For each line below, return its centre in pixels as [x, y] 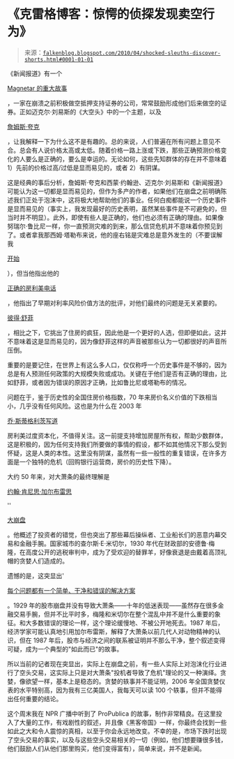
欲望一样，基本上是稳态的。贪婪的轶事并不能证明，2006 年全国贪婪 [122, 681]
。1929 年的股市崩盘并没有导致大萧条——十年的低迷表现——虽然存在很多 [112, 605]
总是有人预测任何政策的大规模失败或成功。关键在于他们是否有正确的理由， [114, 374]
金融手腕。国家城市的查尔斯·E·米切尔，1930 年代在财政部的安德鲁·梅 [117, 543]
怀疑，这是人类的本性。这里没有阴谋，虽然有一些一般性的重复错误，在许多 [114, 453]
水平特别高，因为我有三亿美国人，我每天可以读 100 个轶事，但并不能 [118, 690]
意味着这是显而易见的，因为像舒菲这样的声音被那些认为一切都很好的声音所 [120, 341]
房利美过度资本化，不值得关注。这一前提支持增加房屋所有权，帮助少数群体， [117, 435]
